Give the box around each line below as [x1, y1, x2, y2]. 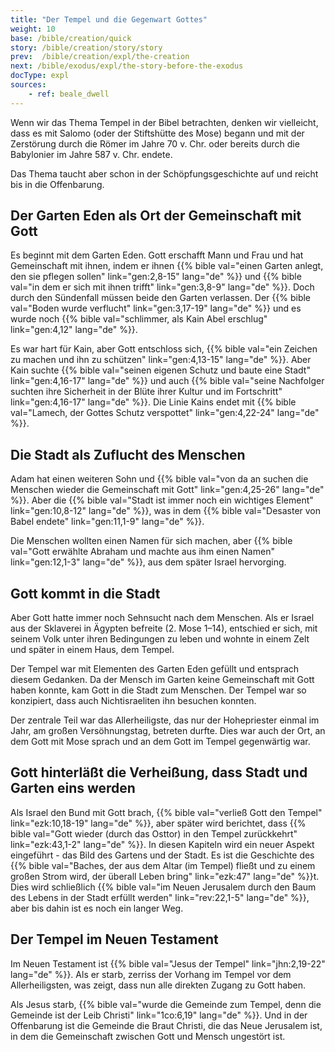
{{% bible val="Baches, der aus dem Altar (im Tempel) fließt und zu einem [10, 859, 316, 871]
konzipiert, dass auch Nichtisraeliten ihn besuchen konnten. [10, 695, 257, 707]
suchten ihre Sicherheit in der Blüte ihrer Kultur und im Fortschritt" [10, 386, 283, 398]
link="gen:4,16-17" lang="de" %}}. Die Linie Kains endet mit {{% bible [10, 396, 297, 408]
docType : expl [10, 71, 70, 81]
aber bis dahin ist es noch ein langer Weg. [10, 902, 184, 914]
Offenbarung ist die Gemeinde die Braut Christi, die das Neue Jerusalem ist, [10, 1019, 323, 1031]
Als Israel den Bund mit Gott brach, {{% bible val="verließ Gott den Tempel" [10, 806, 323, 818]
